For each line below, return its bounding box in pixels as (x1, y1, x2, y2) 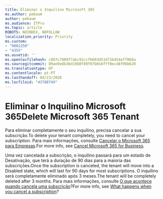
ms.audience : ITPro (5, 20, 45, 26)
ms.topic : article (5, 25, 42, 30)
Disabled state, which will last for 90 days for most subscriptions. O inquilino (5, 168, 159, 174)
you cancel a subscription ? (5, 188, 59, 194)
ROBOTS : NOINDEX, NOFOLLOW (5, 30, 60, 35)
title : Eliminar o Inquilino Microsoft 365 (5, 7, 95, 12)
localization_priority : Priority (5, 35, 73, 40)
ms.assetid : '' (5, 52, 36, 58)
